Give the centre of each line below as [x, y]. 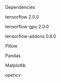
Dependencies [20, 7]
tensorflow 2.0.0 [22, 17]
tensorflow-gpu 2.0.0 [27, 26]
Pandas [13, 55]
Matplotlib [15, 65]
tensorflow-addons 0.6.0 [31, 36]
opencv [13, 75]
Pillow [11, 46]
